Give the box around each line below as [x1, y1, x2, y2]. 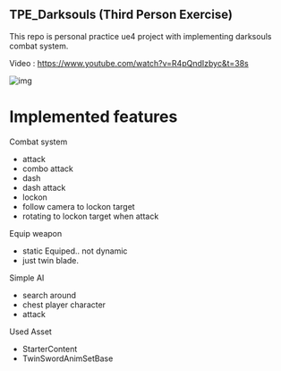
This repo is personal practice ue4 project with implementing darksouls [9, 30, 272, 41]
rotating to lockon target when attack [21, 211, 159, 221]
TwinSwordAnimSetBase [21, 353, 114, 364]
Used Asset [9, 326, 52, 337]
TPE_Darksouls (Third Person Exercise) [9, 7, 233, 22]
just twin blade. [21, 255, 79, 265]
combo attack [21, 163, 73, 174]
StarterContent [21, 343, 78, 354]
